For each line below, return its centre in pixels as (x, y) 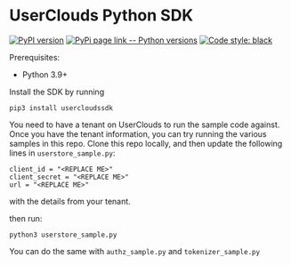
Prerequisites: (35, 57)
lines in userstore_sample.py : (62, 153)
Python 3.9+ (45, 74)
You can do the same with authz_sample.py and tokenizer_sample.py (135, 251)
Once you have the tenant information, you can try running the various (138, 133)
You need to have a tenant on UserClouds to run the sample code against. (145, 124)
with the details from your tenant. (70, 201)
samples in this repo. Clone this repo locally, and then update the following (146, 143)
